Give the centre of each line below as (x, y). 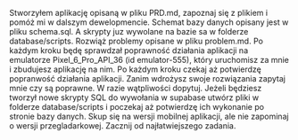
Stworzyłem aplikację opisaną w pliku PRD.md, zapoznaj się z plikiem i (139, 13)
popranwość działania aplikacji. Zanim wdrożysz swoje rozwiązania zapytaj (147, 78)
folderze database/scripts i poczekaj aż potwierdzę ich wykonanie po (137, 107)
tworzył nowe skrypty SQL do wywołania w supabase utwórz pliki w (134, 97)
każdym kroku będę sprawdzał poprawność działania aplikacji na (128, 51)
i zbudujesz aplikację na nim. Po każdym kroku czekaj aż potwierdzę (135, 69)
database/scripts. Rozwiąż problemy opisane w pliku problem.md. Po (136, 41)
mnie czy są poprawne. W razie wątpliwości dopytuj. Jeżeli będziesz (136, 88)
